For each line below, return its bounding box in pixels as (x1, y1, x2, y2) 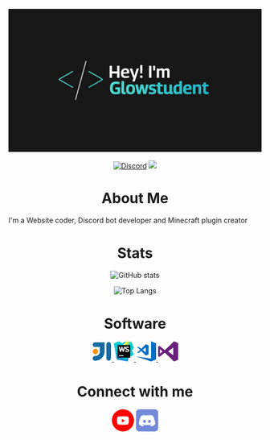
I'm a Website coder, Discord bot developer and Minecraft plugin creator (8, 215, 248, 226)
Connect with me (76, 382, 194, 401)
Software (104, 314, 166, 333)
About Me (101, 189, 169, 207)
